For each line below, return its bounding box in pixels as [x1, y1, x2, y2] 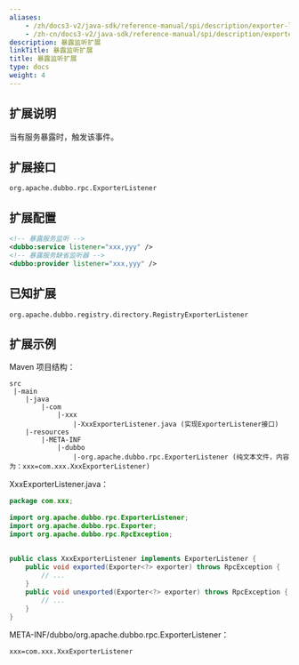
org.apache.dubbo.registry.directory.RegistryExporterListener [9, 310, 249, 319]
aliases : [9, 12, 42, 22]
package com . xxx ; [9, 497, 74, 506]
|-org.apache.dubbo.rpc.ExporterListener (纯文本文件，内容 [72, 453, 290, 462]
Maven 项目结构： [9, 362, 76, 373]
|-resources [25, 428, 69, 437]
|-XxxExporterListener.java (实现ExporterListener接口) [72, 420, 279, 429]
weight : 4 [9, 71, 46, 80]
